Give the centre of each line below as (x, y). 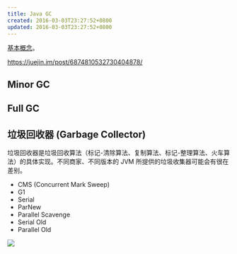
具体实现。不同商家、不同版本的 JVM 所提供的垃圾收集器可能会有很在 (127, 161)
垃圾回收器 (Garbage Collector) (77, 134)
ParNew (29, 207)
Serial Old (32, 222)
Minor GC (29, 85)
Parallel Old (34, 229)
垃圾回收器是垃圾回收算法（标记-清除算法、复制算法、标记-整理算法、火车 (116, 152)
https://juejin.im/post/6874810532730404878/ (75, 62)
